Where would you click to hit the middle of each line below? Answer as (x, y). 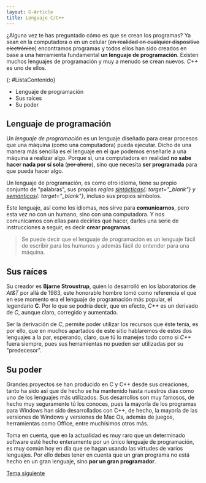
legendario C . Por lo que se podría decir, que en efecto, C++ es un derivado (102, 306)
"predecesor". (24, 351)
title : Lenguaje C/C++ (35, 18)
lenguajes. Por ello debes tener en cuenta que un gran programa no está (98, 455)
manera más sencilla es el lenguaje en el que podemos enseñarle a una (97, 151)
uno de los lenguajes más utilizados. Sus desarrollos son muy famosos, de (101, 397)
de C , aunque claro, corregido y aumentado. (62, 313)
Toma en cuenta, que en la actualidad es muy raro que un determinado (96, 435)
